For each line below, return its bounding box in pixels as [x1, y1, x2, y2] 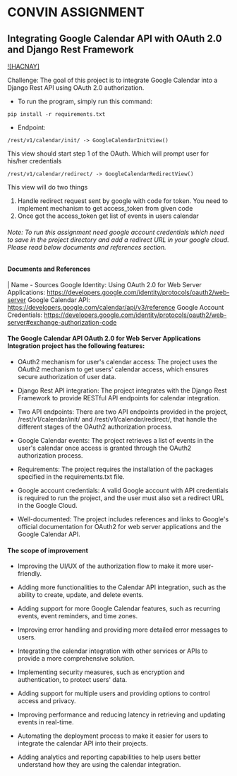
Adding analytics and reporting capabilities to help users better [17, 753, 201, 761]
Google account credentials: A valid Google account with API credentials [17, 486, 229, 495]
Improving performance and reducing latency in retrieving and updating [17, 710, 226, 719]
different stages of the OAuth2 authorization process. [17, 422, 173, 432]
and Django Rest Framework [7, 43, 134, 55]
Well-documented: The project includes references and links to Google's [17, 515, 229, 523]
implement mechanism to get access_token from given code [17, 204, 193, 212]
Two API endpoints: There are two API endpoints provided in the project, [17, 407, 228, 416]
